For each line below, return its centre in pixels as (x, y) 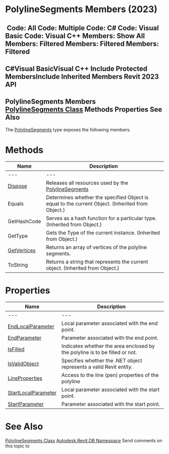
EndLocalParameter (31, 326)
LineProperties (25, 378)
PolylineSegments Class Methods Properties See (84, 110)
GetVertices (22, 250)
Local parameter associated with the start (110, 389)
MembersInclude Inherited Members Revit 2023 (82, 77)
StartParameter (26, 404)
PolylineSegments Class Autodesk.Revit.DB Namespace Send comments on (84, 440)
